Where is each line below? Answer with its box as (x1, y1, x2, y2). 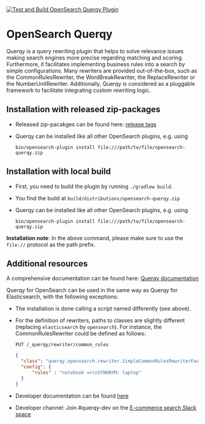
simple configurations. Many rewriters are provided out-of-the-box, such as (6, 67, 198, 74)
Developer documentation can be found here (15, 392, 129, 399)
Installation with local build (6, 166, 111, 177)
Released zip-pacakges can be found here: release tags (15, 120, 157, 128)
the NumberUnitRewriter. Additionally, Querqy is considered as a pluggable (6, 80, 195, 87)
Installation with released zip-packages (6, 104, 161, 115)
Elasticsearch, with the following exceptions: (6, 293, 119, 300)
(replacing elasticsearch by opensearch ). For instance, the (15, 324, 162, 331)
